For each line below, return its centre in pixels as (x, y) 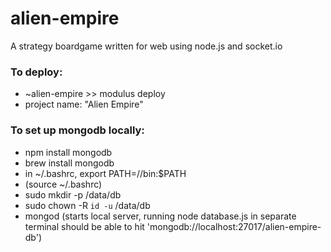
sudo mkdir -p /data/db (73, 194)
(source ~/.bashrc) (63, 184)
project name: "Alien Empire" (84, 104)
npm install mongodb (68, 152)
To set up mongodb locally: (77, 130)
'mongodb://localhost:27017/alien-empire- (234, 226)
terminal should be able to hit (84, 226)
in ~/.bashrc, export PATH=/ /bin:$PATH (105, 173)
